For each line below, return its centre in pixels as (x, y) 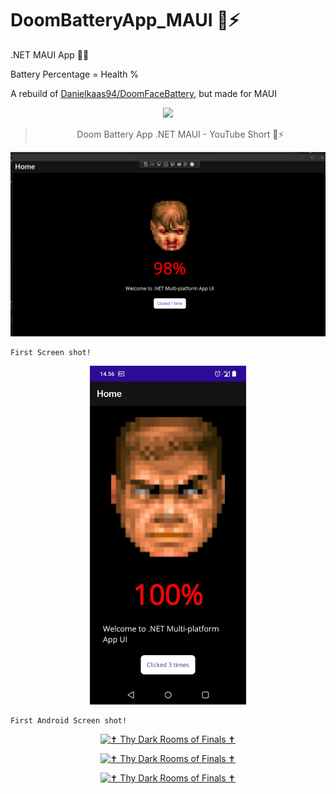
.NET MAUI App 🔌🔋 (50, 54)
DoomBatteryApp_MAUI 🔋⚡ (125, 20)
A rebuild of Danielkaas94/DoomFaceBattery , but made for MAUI (143, 93)
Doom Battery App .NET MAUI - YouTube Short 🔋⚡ (180, 134)
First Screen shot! (51, 352)
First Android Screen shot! (69, 721)
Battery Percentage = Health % (75, 74)
